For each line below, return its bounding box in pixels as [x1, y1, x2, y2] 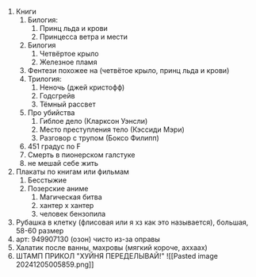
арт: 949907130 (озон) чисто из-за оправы [15, 234, 161, 244]
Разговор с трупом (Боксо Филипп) [39, 133, 160, 142]
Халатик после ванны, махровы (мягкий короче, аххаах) [15, 243, 208, 252]
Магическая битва [39, 192, 102, 202]
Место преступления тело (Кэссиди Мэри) [39, 125, 185, 134]
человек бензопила [39, 210, 106, 218]
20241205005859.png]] [15, 260, 94, 269]
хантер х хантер [39, 201, 94, 210]
